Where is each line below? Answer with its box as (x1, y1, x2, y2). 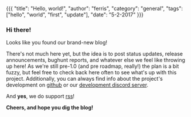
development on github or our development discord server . (6, 81, 148, 88)
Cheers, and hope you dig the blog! (6, 104, 94, 111)
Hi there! (6, 26, 32, 34)
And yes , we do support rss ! (6, 93, 75, 100)
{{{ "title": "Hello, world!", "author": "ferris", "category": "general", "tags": (6, 5, 183, 12)
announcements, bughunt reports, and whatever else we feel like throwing (6, 57, 186, 64)
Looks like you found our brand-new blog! (6, 39, 107, 46)
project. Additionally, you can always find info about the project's (6, 75, 163, 82)
